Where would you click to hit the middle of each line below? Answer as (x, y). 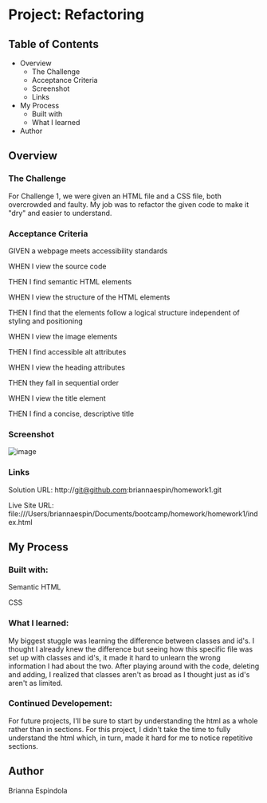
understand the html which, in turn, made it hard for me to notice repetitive (131, 738)
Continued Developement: (61, 703)
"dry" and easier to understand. (60, 213)
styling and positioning (46, 321)
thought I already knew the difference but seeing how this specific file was (131, 649)
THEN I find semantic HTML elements (70, 281)
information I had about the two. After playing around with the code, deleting (134, 666)
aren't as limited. (35, 683)
